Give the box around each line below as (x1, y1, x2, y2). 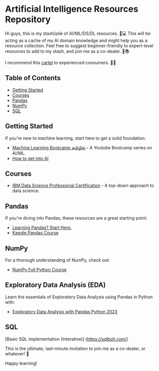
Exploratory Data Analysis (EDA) (5, 281, 106, 289)
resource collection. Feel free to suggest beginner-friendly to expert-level (5, 43, 154, 49)
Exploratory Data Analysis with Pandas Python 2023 (12, 309, 117, 314)
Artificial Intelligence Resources (5, 3, 138, 15)
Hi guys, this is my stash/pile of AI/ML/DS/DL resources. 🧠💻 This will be (5, 30, 151, 36)
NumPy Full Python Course (12, 267, 67, 272)
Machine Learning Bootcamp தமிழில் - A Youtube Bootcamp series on (12, 144, 153, 150)
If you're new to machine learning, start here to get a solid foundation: (5, 135, 146, 141)
